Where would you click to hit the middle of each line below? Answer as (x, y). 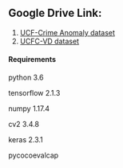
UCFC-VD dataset (50, 41)
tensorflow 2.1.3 (34, 93)
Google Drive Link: (55, 13)
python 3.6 (26, 78)
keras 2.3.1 (26, 140)
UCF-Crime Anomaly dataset (67, 32)
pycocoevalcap (34, 155)
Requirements (32, 59)
